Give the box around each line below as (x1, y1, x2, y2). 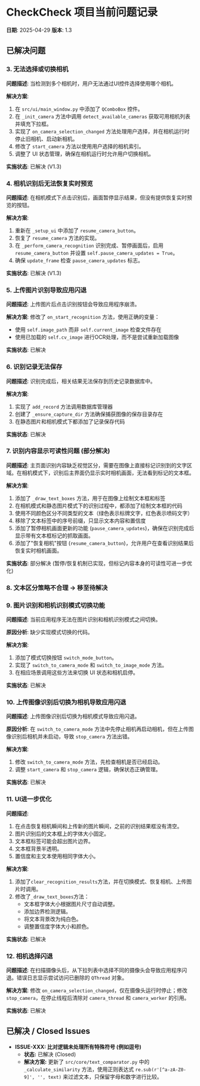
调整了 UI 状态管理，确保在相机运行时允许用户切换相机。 (14, 150, 154, 157)
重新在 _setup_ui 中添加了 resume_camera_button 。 (14, 227, 139, 234)
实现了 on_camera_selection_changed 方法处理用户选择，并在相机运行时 (14, 127, 190, 135)
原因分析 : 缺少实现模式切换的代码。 (6, 629, 93, 636)
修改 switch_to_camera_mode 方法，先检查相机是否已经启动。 (14, 758, 164, 766)
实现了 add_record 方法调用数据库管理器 (14, 403, 113, 410)
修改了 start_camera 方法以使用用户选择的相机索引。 (14, 142, 144, 150)
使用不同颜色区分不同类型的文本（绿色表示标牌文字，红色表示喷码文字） (14, 509, 193, 516)
